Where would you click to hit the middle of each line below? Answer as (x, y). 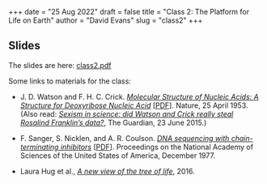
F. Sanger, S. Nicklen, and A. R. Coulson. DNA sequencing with (125, 138)
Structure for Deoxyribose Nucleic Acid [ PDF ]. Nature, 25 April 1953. (134, 105)
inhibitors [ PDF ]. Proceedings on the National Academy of (157, 147)
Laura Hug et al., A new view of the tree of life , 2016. (108, 171)
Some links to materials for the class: (70, 81)
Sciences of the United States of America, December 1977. (118, 155)
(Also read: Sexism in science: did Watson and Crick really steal (127, 113)
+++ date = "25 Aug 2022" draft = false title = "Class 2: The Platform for (129, 12)
